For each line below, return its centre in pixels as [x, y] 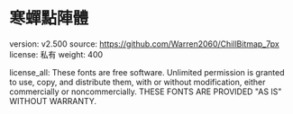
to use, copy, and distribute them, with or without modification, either [137, 82]
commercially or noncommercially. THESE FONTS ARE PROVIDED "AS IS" [146, 92]
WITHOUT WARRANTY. [53, 101]
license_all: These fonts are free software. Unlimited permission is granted [147, 72]
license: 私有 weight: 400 [56, 54]
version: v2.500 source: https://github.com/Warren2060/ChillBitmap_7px [144, 44]
